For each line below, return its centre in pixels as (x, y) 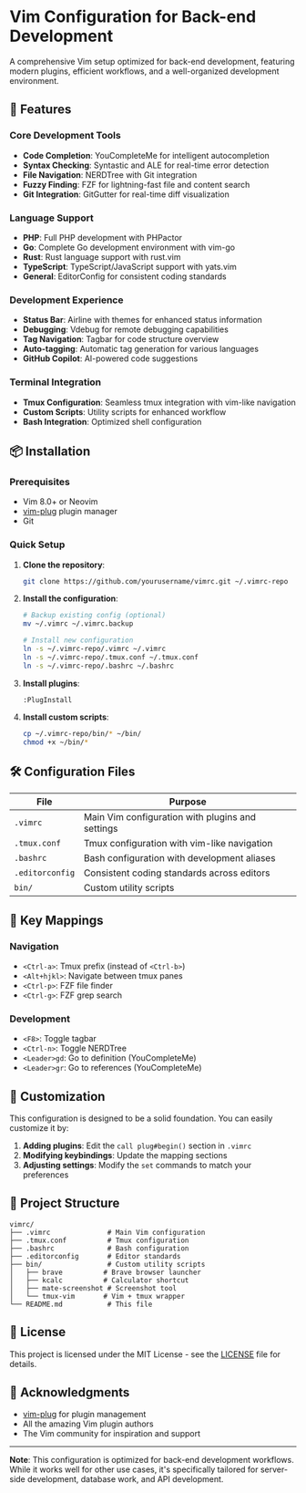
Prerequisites (40, 482)
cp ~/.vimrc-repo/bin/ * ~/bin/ (82, 733)
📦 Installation (50, 451)
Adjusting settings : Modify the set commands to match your (137, 1165)
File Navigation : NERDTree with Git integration (110, 174)
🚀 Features (41, 110)
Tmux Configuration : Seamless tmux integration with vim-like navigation (159, 402)
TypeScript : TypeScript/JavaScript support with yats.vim (129, 266)
